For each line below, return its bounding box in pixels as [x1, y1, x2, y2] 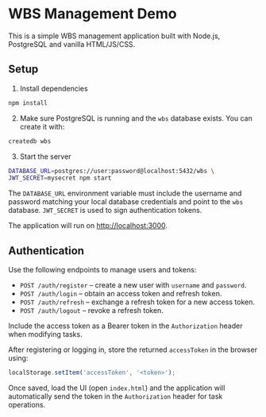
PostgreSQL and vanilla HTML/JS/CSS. [8, 39, 136, 48]
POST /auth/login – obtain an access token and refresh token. [19, 289, 222, 299]
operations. [8, 400, 46, 409]
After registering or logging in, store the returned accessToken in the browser [8, 345, 258, 354]
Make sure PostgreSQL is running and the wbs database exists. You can [19, 113, 253, 123]
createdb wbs [8, 137, 52, 145]
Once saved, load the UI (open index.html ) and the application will [8, 383, 226, 392]
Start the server [19, 152, 71, 161]
